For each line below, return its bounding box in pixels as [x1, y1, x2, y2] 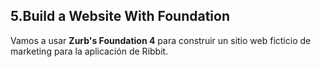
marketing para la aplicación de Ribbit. [10, 45, 169, 57]
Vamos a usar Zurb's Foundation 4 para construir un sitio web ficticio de [10, 34, 312, 46]
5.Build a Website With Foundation [10, 8, 231, 25]
